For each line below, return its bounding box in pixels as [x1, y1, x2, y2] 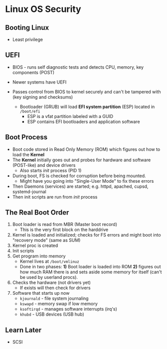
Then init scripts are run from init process [12, 194, 98, 200]
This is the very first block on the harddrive [19, 227, 109, 233]
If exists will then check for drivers [19, 285, 91, 291]
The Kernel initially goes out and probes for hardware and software [12, 157, 151, 163]
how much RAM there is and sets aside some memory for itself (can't [19, 269, 162, 275]
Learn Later [5, 326, 42, 334]
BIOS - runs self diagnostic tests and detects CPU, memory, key [12, 64, 144, 70]
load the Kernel [12, 151, 45, 157]
